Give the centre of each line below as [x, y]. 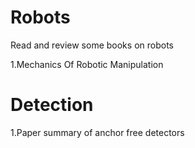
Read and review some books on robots [92, 45]
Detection [52, 105]
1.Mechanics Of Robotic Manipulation [87, 64]
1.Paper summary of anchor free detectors [97, 132]
